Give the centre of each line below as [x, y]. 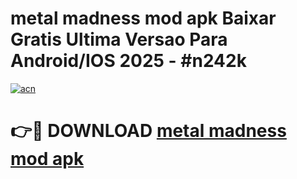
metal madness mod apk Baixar [143, 18]
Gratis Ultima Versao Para [119, 39]
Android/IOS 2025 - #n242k [128, 61]
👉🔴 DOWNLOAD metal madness [148, 131]
